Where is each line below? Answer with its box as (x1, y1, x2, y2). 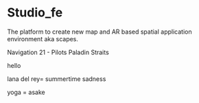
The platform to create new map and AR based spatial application (7, 27, 192, 36)
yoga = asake (7, 88, 46, 96)
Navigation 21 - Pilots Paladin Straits (7, 48, 110, 56)
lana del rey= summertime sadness (7, 74, 106, 83)
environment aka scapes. (7, 34, 79, 43)
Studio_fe (7, 5, 63, 21)
